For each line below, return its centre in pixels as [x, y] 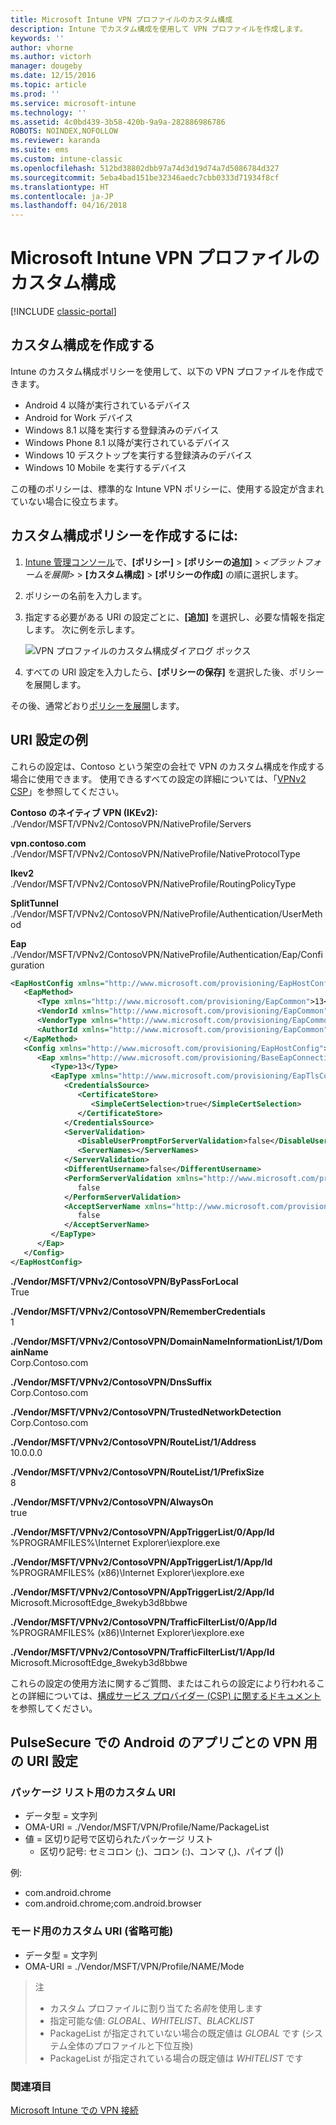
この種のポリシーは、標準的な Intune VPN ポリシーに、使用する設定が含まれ [167, 488]
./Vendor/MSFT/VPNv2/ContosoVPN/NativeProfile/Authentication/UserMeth [166, 913]
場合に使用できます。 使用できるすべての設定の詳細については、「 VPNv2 [158, 778]
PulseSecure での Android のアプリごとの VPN [156, 1742]
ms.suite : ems [40, 150]
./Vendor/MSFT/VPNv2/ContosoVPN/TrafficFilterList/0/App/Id [144, 1622]
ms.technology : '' [48, 112]
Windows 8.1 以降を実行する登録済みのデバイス [122, 430]
